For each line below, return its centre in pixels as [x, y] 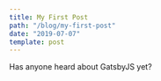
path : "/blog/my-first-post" [62, 26]
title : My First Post [49, 17]
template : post [37, 42]
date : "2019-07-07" [45, 33]
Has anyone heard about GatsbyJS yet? [80, 67]
